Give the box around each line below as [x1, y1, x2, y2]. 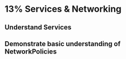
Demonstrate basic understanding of [4, 39, 121, 48]
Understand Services [4, 23, 72, 31]
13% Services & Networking [4, 3, 122, 15]
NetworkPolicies [4, 47, 57, 56]
